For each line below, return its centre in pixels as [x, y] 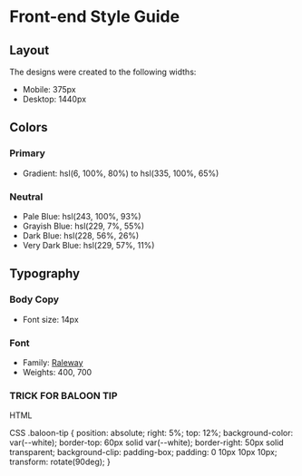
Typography [44, 274]
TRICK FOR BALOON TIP [63, 395]
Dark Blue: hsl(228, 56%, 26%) [81, 235]
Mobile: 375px [49, 89]
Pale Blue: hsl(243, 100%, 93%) [82, 216]
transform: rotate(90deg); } [60, 462]
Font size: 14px [50, 319]
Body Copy [34, 299]
